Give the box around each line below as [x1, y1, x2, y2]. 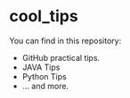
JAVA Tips [21, 62, 61, 72]
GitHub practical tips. [21, 52, 101, 63]
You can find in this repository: [9, 35, 122, 46]
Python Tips [21, 71, 67, 81]
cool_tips [9, 6, 78, 26]
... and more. [21, 80, 69, 91]
